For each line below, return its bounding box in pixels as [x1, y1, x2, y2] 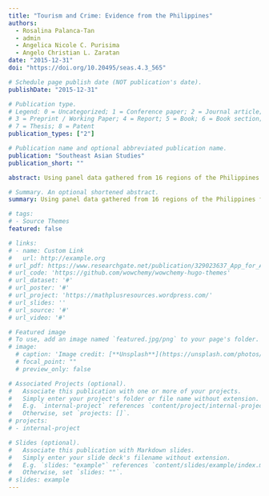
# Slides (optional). [8, 438, 81, 446]
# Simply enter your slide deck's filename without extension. [8, 454, 231, 462]
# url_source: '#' [8, 306, 70, 314]
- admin [15, 34, 42, 42]
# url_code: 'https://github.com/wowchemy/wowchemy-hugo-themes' [8, 269, 231, 277]
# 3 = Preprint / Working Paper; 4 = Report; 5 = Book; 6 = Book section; [8, 115, 263, 123]
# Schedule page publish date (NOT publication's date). [8, 78, 203, 86]
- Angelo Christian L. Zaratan [15, 49, 120, 57]
